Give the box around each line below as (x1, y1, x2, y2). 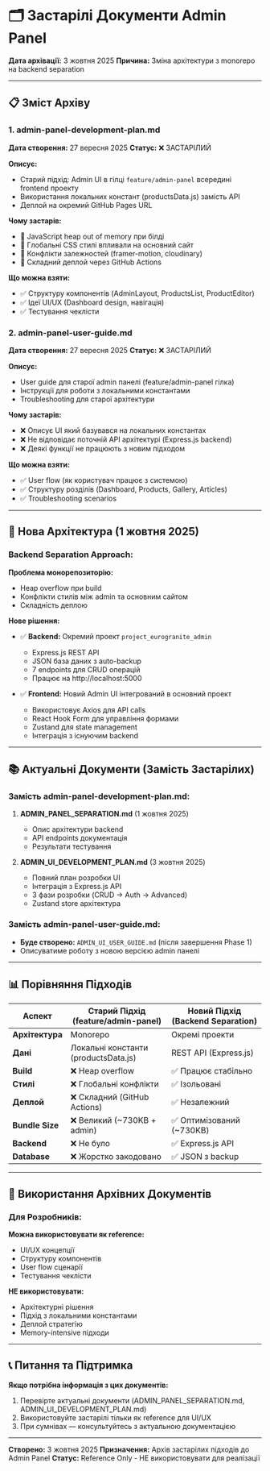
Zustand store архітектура (31, 899, 121, 908)
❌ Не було (70, 1138, 111, 1149)
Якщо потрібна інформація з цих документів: (8, 1380, 169, 1390)
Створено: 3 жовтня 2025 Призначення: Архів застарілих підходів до (8, 1444, 250, 1454)
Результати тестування (31, 841, 112, 851)
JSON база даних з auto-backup (31, 656, 142, 666)
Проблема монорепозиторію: (8, 567, 114, 577)
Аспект (22, 1011, 52, 1022)
